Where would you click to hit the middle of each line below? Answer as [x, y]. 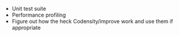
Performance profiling [39, 15]
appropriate [26, 27]
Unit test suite [29, 9]
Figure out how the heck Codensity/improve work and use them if [92, 21]
